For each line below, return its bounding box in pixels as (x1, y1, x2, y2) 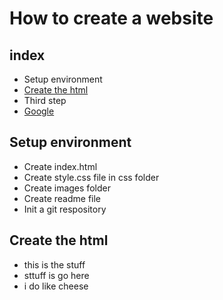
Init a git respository (23, 203, 107, 215)
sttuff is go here (23, 269, 90, 281)
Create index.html (23, 160, 98, 172)
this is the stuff (23, 258, 86, 271)
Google (23, 105, 55, 117)
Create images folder (23, 182, 111, 194)
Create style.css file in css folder (23, 171, 160, 183)
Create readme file (23, 192, 102, 204)
